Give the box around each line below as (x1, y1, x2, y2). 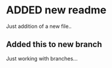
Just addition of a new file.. (6, 23, 72, 30)
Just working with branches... (6, 55, 78, 62)
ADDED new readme (6, 3, 107, 17)
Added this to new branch (6, 40, 103, 49)
